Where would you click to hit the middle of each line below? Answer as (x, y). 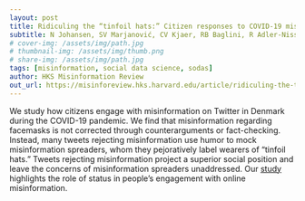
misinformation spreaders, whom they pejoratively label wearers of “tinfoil (148, 149)
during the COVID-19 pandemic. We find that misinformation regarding (141, 120)
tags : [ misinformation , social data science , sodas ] (111, 69)
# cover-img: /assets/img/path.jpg (77, 43)
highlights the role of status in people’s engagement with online (128, 178)
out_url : (26, 85)
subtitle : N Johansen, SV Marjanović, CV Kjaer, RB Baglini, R (132, 34)
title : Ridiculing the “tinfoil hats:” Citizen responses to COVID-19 (146, 26)
